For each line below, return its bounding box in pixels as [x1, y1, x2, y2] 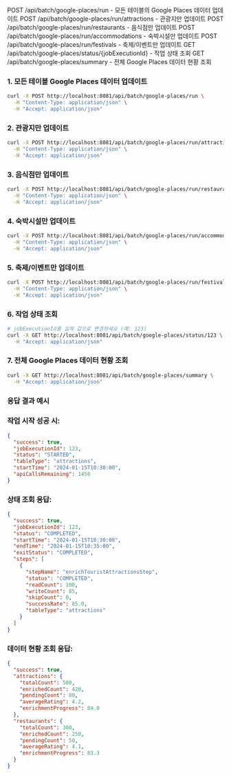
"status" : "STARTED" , [13, 451, 76, 459]
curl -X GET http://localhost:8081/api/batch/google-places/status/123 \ [7, 332, 223, 339]
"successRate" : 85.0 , [25, 601, 88, 608]
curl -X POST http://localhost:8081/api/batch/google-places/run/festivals [7, 279, 229, 286]
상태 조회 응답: [7, 495, 52, 504]
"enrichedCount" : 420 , [19, 686, 85, 693]
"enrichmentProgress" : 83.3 [19, 750, 100, 757]
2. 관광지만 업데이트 [7, 123, 69, 132]
